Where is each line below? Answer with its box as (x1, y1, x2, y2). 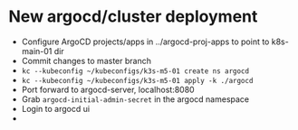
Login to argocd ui (21, 103, 91, 114)
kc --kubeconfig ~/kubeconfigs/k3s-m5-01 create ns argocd (21, 66, 250, 76)
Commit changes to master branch (21, 55, 151, 66)
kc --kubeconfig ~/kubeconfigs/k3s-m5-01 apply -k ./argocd (21, 76, 254, 85)
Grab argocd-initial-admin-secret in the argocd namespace (21, 93, 250, 105)
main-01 (21, 45, 53, 56)
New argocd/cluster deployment (8, 6, 258, 27)
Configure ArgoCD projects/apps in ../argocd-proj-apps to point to (21, 36, 270, 47)
